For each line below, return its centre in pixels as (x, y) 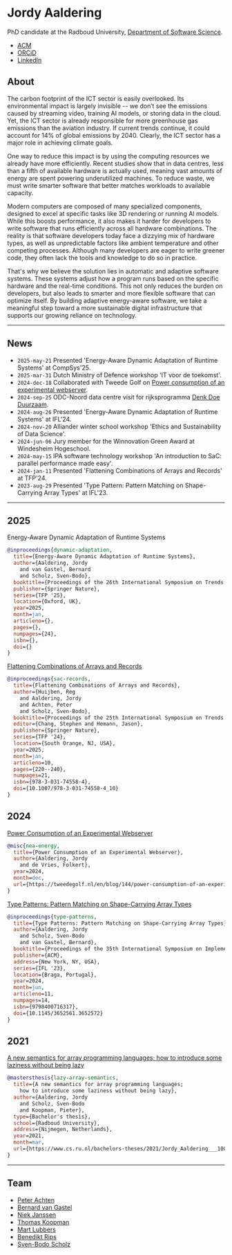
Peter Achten (36, 1200)
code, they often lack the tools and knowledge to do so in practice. (102, 258)
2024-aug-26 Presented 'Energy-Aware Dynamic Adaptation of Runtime (117, 412)
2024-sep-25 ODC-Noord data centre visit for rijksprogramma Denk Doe (118, 397)
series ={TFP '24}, (40, 737)
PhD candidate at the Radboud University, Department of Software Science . (115, 32)
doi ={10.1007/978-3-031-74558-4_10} (66, 788)
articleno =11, (33, 994)
